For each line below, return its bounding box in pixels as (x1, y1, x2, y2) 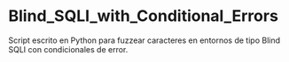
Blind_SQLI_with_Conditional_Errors (8, 6, 278, 26)
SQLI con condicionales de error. (8, 44, 129, 54)
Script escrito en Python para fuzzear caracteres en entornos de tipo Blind (8, 35, 281, 45)
